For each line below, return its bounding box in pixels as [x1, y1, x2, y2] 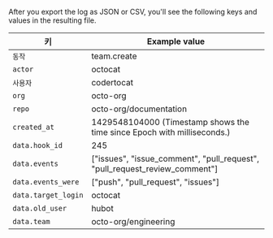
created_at [12, 123, 54, 132]
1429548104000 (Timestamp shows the [91, 117, 250, 128]
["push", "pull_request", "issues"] [91, 176, 219, 188]
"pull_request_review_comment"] [91, 163, 219, 174]
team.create [91, 50, 137, 62]
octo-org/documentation [91, 103, 188, 115]
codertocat [91, 77, 134, 88]
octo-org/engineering [91, 216, 175, 227]
